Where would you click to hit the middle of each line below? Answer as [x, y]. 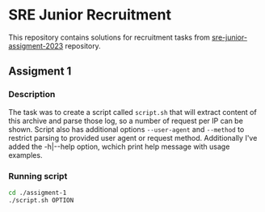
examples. [25, 155]
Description [32, 95]
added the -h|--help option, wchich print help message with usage [119, 146]
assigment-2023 [36, 45]
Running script [38, 176]
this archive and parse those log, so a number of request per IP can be [126, 121]
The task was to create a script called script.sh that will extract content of [132, 112]
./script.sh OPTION [41, 200]
